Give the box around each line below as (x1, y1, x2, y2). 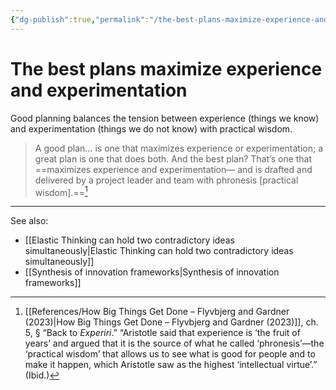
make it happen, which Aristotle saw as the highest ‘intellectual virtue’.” (24, 359, 318, 371)
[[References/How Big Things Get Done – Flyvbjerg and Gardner (24, 306, 290, 318)
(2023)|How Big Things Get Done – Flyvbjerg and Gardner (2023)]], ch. (24, 316, 319, 328)
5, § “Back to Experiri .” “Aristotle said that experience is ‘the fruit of (24, 327, 301, 339)
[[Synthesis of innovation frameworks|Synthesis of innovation (24, 266, 280, 278)
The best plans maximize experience (10, 57, 323, 80)
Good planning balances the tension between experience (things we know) (10, 112, 320, 124)
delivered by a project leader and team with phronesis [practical (34, 174, 299, 186)
